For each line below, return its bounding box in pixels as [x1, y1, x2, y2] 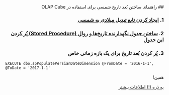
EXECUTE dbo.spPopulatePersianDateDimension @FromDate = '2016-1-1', [5, 61, 154, 66]
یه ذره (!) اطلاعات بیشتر [118, 84, 164, 90]
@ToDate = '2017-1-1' [5, 65, 51, 71]
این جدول [143, 36, 164, 43]
